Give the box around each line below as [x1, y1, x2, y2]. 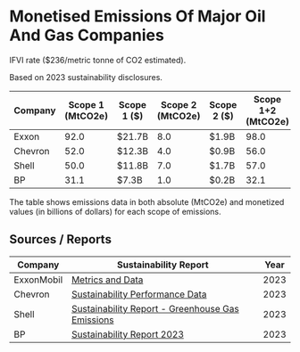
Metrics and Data [71, 274, 144, 286]
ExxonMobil [13, 274, 63, 286]
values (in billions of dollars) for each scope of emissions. [9, 206, 221, 217]
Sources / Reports [9, 232, 112, 247]
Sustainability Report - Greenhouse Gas [71, 302, 239, 315]
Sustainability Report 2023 [71, 328, 185, 340]
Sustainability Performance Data [71, 288, 207, 300]
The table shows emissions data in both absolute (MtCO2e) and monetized [9, 196, 285, 207]
